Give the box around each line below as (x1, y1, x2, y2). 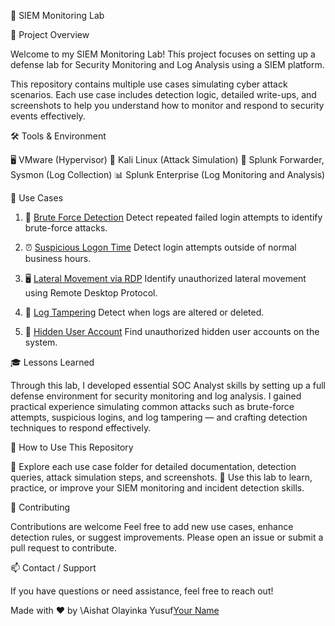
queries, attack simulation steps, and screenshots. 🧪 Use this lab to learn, (10, 471, 313, 483)
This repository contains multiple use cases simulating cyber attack (10, 78, 288, 90)
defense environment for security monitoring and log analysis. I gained (10, 390, 302, 402)
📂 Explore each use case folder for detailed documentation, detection (10, 461, 297, 472)
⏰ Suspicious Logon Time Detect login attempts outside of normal (24, 241, 297, 253)
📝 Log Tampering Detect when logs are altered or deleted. (24, 306, 265, 318)
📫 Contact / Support (10, 562, 97, 574)
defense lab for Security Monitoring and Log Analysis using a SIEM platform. (10, 59, 325, 70)
